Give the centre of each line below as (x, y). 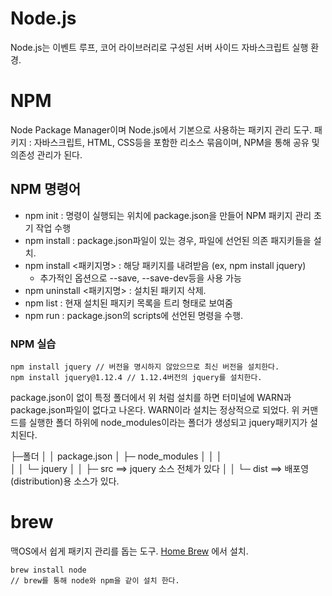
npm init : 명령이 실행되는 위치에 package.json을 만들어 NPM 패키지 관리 (168, 215)
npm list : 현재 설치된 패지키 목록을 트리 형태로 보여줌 (128, 303)
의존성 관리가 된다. (46, 154)
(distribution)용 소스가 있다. (65, 481)
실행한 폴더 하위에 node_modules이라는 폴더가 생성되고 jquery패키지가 (168, 422)
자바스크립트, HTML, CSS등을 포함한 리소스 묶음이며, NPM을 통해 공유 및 (176, 142)
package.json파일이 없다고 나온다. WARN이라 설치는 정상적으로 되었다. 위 (155, 409)
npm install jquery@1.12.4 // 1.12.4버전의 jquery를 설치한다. (136, 377)
